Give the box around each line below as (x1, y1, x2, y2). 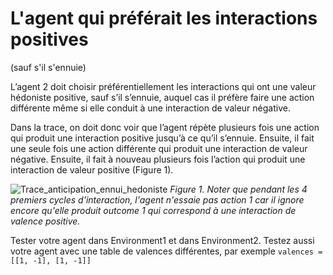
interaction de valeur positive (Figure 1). (10, 163, 174, 176)
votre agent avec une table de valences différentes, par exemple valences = (10, 245, 323, 257)
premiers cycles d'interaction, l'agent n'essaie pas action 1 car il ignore (10, 193, 305, 206)
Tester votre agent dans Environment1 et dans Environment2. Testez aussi (10, 234, 315, 246)
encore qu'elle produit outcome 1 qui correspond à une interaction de (10, 204, 297, 216)
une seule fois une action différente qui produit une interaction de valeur (10, 142, 308, 154)
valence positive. (10, 215, 81, 227)
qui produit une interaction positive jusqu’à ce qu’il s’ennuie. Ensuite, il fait (10, 132, 315, 144)
